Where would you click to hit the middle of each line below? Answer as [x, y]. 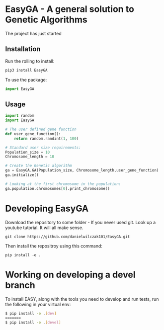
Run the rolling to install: [30, 61]
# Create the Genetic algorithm [39, 166]
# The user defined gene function [41, 129]
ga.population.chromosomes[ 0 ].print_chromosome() [58, 188]
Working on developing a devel [70, 275]
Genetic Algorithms [46, 20]
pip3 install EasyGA [27, 70]
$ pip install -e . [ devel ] [33, 323]
